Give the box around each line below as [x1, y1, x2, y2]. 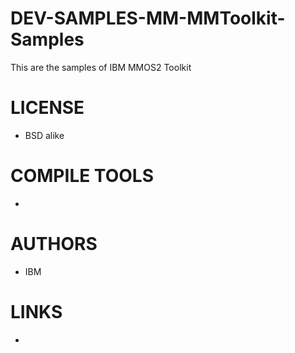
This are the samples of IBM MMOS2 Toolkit [10, 61, 192, 73]
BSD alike [24, 129, 65, 141]
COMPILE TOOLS [10, 165, 154, 187]
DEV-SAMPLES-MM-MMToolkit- [10, 7, 286, 30]
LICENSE [10, 97, 85, 119]
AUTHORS [10, 233, 98, 255]
